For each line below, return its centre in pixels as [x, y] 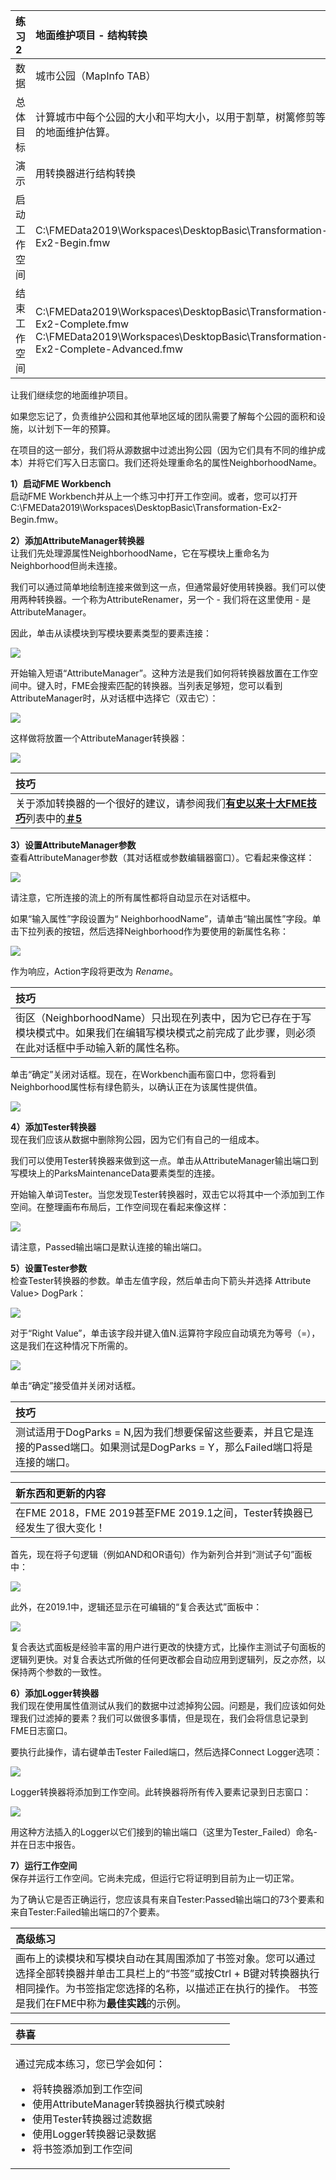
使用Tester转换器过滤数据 [92, 2119]
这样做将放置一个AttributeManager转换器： [99, 738]
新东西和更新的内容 [61, 1493]
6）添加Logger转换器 [55, 1693]
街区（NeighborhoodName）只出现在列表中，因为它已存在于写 [163, 1017]
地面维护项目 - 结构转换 [91, 35]
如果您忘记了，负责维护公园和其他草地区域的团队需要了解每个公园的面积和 [163, 416]
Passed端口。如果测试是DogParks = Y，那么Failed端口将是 [174, 1447]
